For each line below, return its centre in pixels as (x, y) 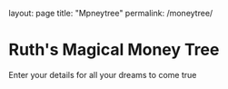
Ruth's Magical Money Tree (114, 50)
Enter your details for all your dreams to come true (103, 74)
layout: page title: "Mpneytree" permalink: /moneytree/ (111, 13)
